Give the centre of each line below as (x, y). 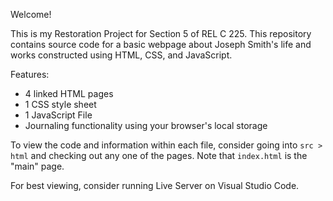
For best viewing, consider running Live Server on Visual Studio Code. (155, 185)
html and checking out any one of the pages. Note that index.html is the (159, 155)
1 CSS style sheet (60, 104)
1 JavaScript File (58, 115)
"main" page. (37, 166)
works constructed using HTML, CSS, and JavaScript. (121, 55)
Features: (30, 74)
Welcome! (31, 14)
